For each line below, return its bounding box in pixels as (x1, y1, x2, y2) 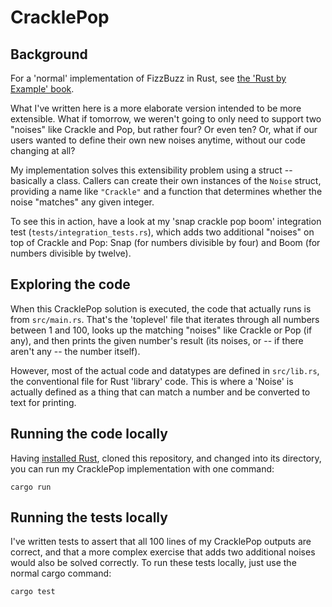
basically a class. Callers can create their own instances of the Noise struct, (10, 175, 322, 186)
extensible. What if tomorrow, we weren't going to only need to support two (10, 113, 322, 125)
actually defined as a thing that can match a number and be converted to (10, 386, 311, 398)
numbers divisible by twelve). (10, 247, 132, 259)
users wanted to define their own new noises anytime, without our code (10, 134, 306, 146)
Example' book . (10, 83, 75, 95)
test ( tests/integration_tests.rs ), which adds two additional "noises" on (10, 226, 315, 238)
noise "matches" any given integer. (10, 196, 155, 208)
